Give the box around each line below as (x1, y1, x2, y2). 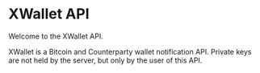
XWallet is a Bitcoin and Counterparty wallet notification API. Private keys (8, 47, 252, 56)
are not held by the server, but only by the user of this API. (8, 55, 203, 65)
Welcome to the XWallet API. (8, 31, 103, 41)
